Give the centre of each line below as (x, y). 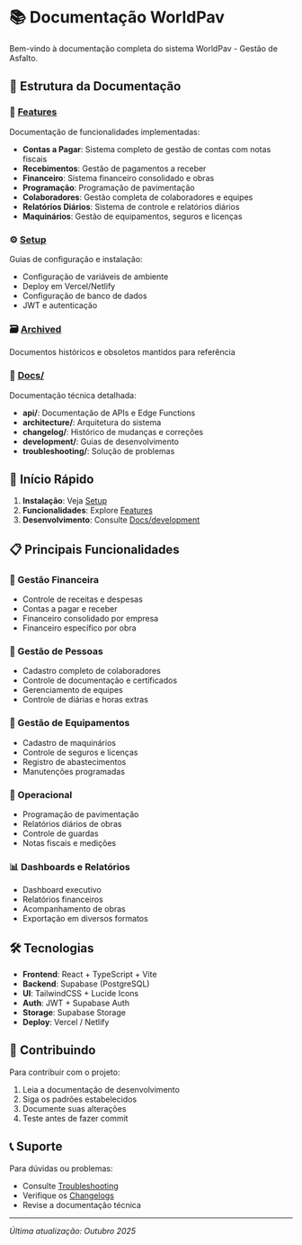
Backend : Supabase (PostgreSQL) (86, 984)
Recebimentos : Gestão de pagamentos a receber (114, 168)
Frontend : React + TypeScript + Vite (89, 975)
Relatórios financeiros (62, 900)
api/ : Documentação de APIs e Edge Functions (109, 413)
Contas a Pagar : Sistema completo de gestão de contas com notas (147, 149)
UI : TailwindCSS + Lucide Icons (80, 994)
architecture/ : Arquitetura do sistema (92, 422)
